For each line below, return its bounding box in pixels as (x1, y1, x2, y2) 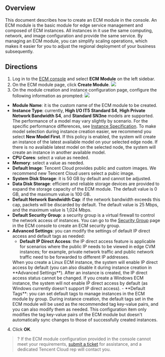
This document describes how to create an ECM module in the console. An (5, 17, 157, 23)
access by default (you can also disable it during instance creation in (12, 264, 152, 270)
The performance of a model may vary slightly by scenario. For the (12, 118, 148, 124)
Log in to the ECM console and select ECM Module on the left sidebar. (12, 76, 155, 82)
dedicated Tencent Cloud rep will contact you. (17, 346, 111, 352)
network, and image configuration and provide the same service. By (5, 32, 143, 38)
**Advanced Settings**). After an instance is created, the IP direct (12, 269, 148, 275)
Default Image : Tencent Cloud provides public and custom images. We (12, 165, 157, 171)
